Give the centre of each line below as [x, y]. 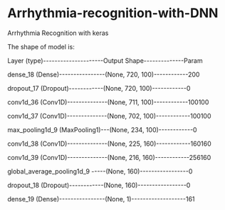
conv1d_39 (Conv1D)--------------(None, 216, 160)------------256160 [109, 157]
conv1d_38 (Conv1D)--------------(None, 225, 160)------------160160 [109, 144]
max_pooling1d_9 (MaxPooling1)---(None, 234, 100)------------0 [102, 129]
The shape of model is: [41, 46]
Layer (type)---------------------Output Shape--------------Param [105, 60]
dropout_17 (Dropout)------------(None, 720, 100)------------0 [99, 88]
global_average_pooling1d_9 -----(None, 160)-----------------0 [100, 171]
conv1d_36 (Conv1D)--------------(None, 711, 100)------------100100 [108, 102]
